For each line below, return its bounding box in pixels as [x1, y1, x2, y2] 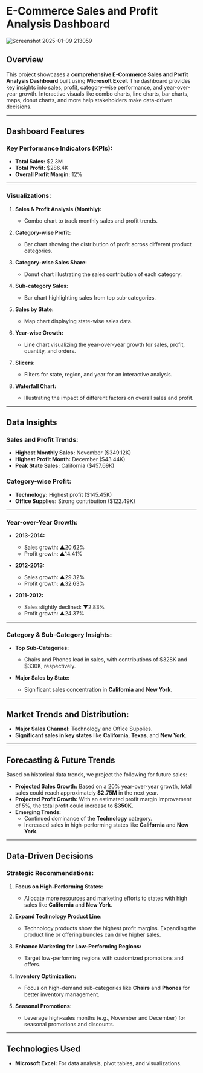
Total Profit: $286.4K [14, 165, 69, 172]
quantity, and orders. [24, 347, 77, 355]
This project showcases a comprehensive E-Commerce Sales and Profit [6, 71, 188, 78]
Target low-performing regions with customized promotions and [24, 954, 184, 962]
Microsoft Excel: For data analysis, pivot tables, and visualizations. [14, 1060, 182, 1067]
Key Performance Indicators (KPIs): [6, 144, 113, 153]
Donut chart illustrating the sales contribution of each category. [24, 271, 182, 278]
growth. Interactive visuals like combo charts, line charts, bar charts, [18, 90, 189, 97]
